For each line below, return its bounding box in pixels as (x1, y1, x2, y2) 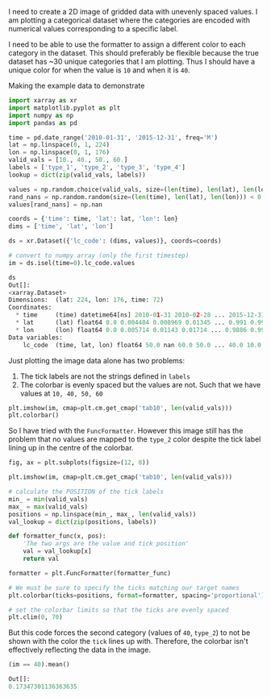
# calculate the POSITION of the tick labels (8, 487, 164, 496)
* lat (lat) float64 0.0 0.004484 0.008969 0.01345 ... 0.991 (15, 318, 248, 326)
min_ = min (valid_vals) (8, 495, 89, 503)
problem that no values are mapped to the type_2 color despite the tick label (8, 434, 261, 444)
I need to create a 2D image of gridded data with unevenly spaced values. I (8, 7, 258, 16)
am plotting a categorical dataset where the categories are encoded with (8, 15, 250, 25)
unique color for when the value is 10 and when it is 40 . (8, 65, 190, 75)
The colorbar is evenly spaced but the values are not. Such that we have (19, 380, 261, 389)
